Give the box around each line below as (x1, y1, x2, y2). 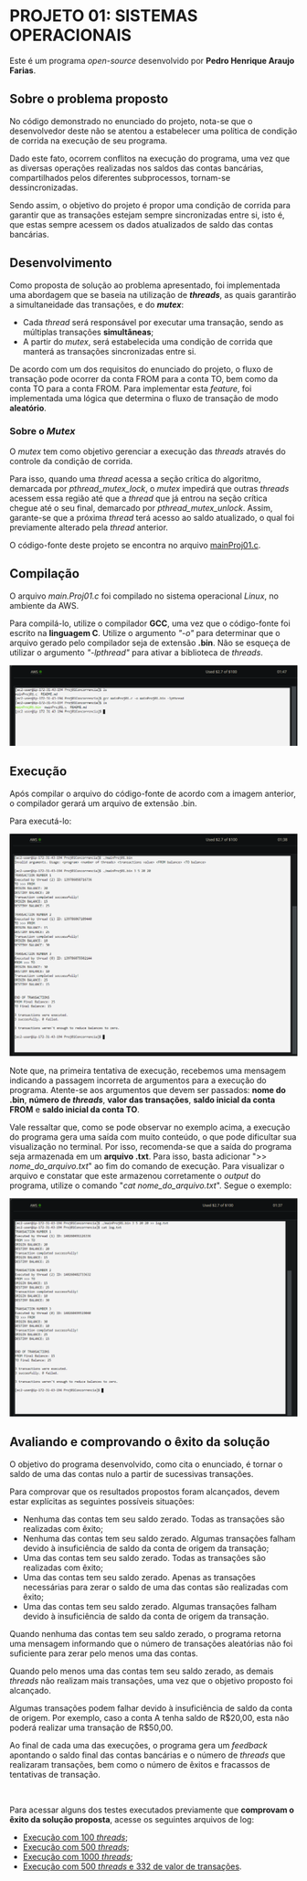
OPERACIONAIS (9, 25, 132, 46)
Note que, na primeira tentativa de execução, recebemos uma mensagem (9, 1066, 286, 1077)
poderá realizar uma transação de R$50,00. (9, 1722, 174, 1733)
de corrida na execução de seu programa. (9, 134, 168, 146)
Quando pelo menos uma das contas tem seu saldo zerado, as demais (9, 1665, 274, 1676)
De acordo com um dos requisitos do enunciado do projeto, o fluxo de (9, 363, 274, 375)
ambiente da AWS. (9, 600, 79, 611)
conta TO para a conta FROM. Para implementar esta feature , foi (9, 383, 252, 394)
